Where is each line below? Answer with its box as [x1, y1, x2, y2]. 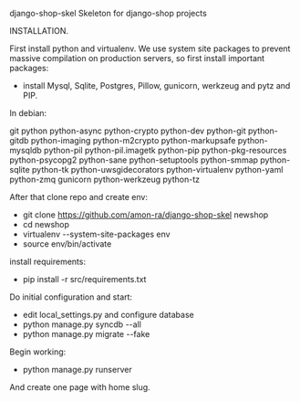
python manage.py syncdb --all [22, 319, 141, 330]
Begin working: [9, 346, 67, 357]
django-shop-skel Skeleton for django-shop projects [9, 8, 207, 18]
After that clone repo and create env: [9, 192, 149, 202]
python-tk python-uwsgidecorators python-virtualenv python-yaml [31, 164, 284, 175]
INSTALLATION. [9, 26, 69, 36]
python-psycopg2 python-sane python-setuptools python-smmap [9, 154, 258, 165]
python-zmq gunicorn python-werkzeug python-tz [9, 174, 201, 185]
